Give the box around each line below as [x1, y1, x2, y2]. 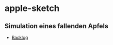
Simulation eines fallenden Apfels [4, 22, 109, 30]
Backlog [11, 34, 28, 40]
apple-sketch [4, 3, 60, 14]
